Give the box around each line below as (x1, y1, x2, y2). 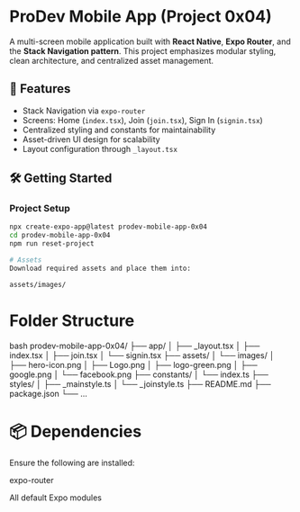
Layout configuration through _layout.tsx (22, 143, 178, 154)
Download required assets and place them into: (9, 264, 192, 273)
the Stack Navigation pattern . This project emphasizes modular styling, (9, 45, 277, 56)
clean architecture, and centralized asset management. (9, 55, 214, 66)
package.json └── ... (9, 388, 88, 399)
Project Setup (9, 202, 70, 215)
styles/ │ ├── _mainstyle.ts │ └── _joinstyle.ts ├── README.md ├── (9, 378, 272, 389)
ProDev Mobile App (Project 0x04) (9, 6, 272, 27)
